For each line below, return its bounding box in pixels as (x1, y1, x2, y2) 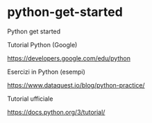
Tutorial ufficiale (7, 95, 53, 103)
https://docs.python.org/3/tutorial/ (7, 108, 105, 116)
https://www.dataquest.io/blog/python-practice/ (7, 81, 145, 89)
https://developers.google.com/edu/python (7, 54, 130, 63)
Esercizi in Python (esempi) (7, 67, 85, 76)
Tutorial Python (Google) (7, 40, 78, 49)
